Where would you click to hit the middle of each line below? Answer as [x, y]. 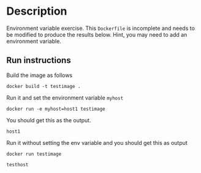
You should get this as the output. [49, 120]
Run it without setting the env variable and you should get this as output [97, 142]
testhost [17, 164]
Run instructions [39, 60]
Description [37, 11]
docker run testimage [34, 154]
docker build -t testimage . [44, 86]
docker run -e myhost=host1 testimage [56, 109]
